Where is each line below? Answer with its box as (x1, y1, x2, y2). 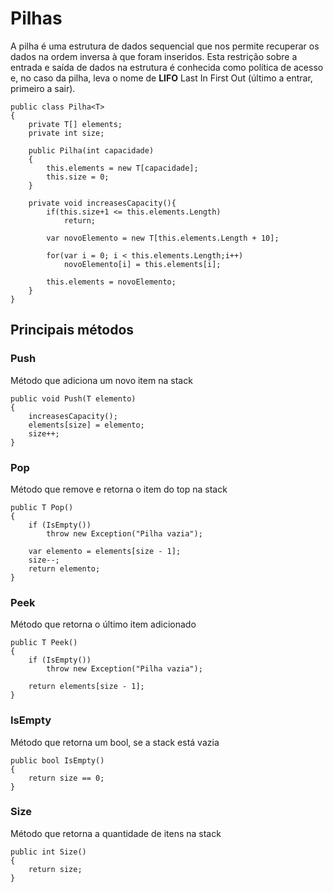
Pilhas (10, 7, 63, 30)
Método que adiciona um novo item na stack (10, 374, 193, 386)
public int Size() (10, 847, 87, 857)
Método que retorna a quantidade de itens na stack (10, 827, 222, 839)
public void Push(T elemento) (10, 393, 137, 404)
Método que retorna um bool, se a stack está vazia (10, 736, 220, 748)
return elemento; (28, 563, 101, 574)
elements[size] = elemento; (28, 420, 145, 430)
